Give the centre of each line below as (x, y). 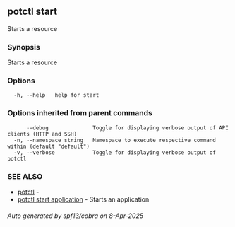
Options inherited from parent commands (80, 113)
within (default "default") (49, 146)
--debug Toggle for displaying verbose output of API (127, 128)
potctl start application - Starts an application (83, 199)
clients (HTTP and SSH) (42, 134)
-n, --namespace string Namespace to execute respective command (115, 140)
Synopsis (24, 47)
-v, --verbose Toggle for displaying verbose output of (115, 152)
